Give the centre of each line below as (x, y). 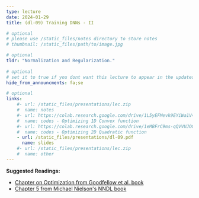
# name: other (36, 154)
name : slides (38, 143)
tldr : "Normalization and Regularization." (61, 60)
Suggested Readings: (33, 171)
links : (14, 99)
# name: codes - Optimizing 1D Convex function (78, 121)
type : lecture (24, 12)
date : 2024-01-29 (28, 17)
